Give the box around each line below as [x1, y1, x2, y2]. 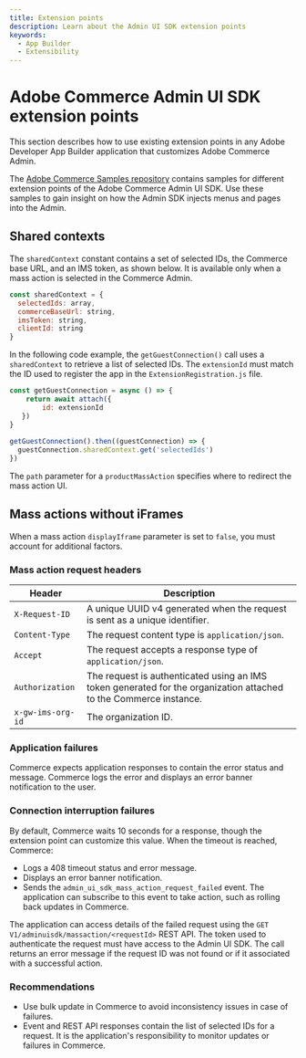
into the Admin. [9, 203, 66, 214]
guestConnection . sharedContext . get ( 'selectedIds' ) [17, 445, 214, 455]
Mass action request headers [9, 563, 142, 576]
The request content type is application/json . [86, 629, 284, 642]
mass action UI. [9, 480, 68, 491]
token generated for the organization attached [86, 681, 284, 694]
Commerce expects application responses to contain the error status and [9, 762, 284, 773]
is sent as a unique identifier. [86, 613, 209, 626]
